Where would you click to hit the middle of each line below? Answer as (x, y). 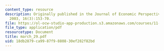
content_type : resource (29, 9)
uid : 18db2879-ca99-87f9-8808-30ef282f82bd (50, 41)
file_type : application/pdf (34, 28)
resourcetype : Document (29, 32)
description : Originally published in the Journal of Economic (71, 14)
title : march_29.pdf (26, 37)
